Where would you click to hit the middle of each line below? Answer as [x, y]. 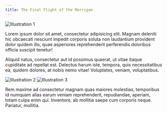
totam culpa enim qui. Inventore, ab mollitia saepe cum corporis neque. [78, 100]
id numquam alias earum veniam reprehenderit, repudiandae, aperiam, [78, 94]
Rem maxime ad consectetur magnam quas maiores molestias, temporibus [82, 89]
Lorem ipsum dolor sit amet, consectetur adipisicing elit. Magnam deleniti [81, 33]
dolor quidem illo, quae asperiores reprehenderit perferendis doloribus [78, 44]
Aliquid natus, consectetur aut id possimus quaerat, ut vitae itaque [74, 59]
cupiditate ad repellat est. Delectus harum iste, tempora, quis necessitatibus [84, 64]
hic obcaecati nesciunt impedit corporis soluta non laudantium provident [80, 39]
